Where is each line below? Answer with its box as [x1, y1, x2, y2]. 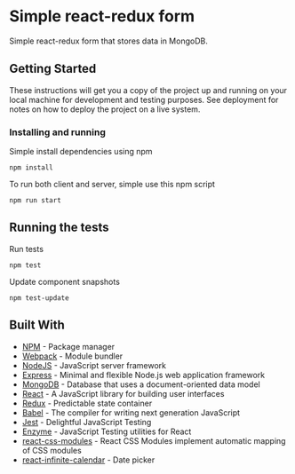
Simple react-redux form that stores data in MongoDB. [9, 36, 209, 46]
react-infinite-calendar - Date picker [21, 454, 155, 465]
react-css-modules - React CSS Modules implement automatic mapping [21, 435, 286, 446]
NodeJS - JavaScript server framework [21, 359, 167, 370]
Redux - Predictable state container [21, 398, 153, 408]
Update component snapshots [9, 276, 120, 287]
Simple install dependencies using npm [9, 146, 153, 157]
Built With [9, 318, 65, 333]
